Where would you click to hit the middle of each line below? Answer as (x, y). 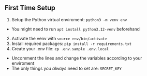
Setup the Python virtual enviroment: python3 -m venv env (69, 19)
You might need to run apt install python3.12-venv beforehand (75, 29)
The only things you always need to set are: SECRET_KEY (66, 68)
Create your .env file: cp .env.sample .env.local (60, 48)
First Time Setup (30, 8)
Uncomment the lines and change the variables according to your (77, 58)
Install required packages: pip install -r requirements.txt (71, 44)
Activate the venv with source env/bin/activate (59, 38)
